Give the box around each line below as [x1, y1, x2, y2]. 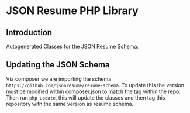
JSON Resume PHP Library [6, 4, 139, 18]
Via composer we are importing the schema [6, 75, 112, 83]
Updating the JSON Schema [6, 60, 110, 70]
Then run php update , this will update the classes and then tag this [6, 94, 165, 101]
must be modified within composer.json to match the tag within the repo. [6, 88, 181, 95]
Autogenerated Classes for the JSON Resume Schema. [6, 43, 139, 50]
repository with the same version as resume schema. [6, 100, 134, 107]
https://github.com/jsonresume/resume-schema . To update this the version [6, 81, 184, 88]
